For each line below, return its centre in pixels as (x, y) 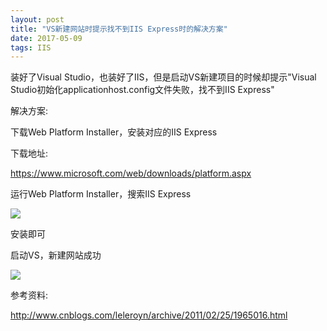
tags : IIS (31, 47)
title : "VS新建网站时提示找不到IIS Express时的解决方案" (119, 29)
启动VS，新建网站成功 (56, 255)
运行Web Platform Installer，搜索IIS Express (101, 194)
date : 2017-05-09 (46, 38)
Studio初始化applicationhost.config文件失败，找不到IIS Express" (142, 90)
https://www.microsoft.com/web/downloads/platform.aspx (131, 173)
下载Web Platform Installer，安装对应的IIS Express (114, 132)
